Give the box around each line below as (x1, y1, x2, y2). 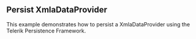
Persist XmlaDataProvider (6, 5, 107, 15)
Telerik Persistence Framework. (6, 27, 86, 34)
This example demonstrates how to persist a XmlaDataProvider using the (6, 20, 190, 28)
